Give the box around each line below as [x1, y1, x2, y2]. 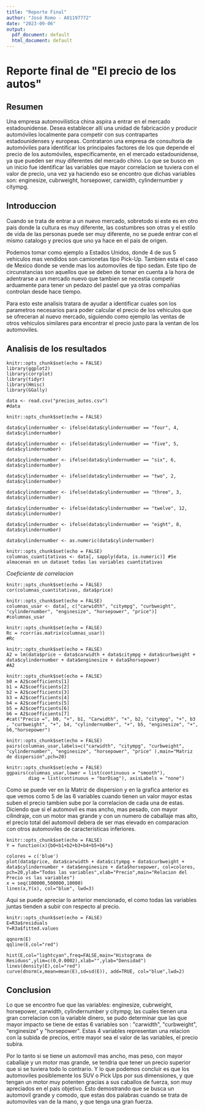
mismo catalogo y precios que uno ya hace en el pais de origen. [6, 237, 168, 244]
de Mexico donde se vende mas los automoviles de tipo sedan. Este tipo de [6, 262, 197, 269]
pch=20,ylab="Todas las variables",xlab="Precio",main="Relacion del [6, 869, 188, 876]
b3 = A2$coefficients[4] [6, 694, 70, 701]
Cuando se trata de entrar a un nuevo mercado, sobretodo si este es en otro [6, 217, 198, 224]
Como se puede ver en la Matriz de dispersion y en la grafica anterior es [6, 786, 189, 793]
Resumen [6, 101, 43, 112]
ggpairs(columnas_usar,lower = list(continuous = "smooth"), [6, 769, 166, 776]
